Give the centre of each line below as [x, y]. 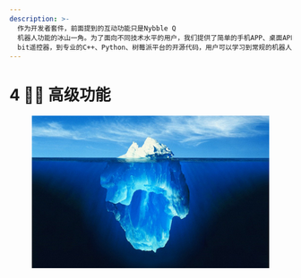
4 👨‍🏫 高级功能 [60, 95]
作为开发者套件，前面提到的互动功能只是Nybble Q [97, 28]
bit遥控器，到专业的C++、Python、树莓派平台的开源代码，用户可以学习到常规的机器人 [155, 47]
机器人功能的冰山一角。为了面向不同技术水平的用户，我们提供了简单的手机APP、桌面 [150, 38]
